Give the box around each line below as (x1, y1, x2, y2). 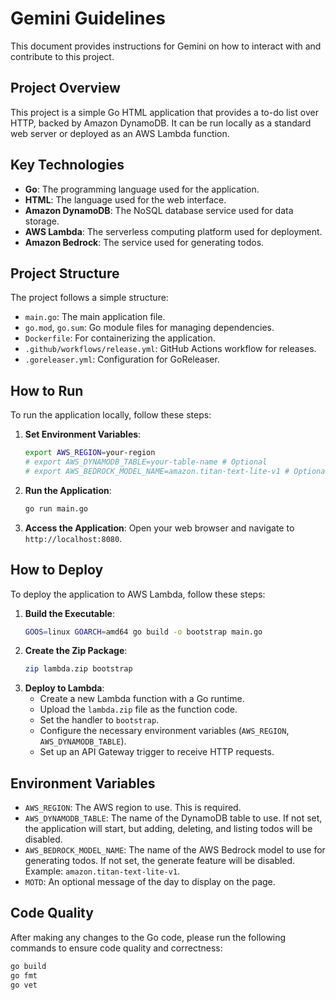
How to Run (10, 382, 84, 399)
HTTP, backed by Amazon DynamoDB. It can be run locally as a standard (10, 117, 312, 129)
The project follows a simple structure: (10, 292, 169, 304)
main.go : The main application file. (24, 311, 166, 323)
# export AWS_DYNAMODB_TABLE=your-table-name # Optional (24, 457, 268, 467)
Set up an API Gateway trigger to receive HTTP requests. (39, 746, 275, 758)
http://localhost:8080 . (24, 532, 123, 544)
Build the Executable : (24, 607, 116, 619)
